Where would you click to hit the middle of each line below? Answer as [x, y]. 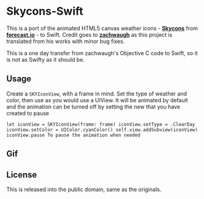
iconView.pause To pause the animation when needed [73, 135]
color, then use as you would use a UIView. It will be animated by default [97, 100]
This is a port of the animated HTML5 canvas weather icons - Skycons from [102, 28]
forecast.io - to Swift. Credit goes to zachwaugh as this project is [89, 34]
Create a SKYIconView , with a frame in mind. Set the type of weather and [97, 94]
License [22, 175]
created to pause [28, 113]
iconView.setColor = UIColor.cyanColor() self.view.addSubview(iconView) [102, 130]
